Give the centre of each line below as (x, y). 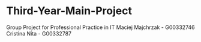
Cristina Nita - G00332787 (39, 33)
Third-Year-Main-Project (69, 11)
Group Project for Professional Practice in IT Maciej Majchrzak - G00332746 (100, 27)
